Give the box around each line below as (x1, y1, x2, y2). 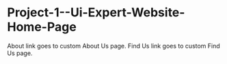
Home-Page (7, 19, 77, 35)
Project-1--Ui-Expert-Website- (7, 5, 185, 20)
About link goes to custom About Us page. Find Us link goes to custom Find (7, 42, 220, 50)
